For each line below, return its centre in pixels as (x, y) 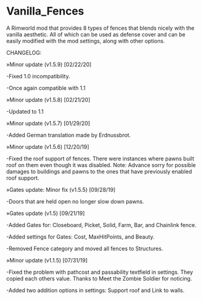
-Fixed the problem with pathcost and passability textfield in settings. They (100, 272)
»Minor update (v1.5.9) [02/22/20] (49, 64)
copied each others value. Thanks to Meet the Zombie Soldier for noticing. (99, 278)
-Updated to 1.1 (25, 111)
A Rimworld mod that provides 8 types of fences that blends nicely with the (100, 28)
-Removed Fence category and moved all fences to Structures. (85, 248)
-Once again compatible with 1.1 (46, 88)
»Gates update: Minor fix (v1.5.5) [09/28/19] (61, 189)
